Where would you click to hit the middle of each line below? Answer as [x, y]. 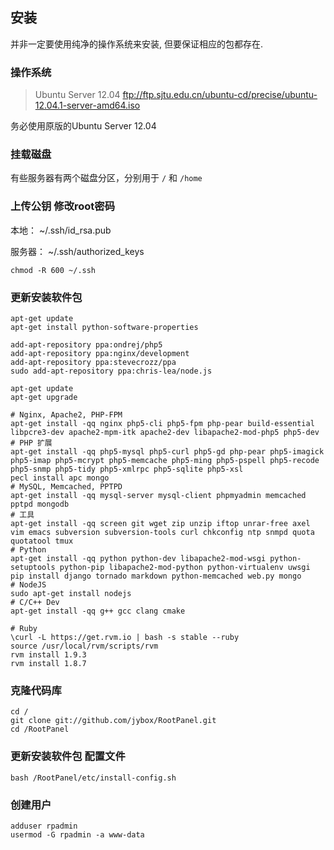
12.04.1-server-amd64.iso [87, 105]
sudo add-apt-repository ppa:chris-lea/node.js [111, 371]
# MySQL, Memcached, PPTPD [66, 487]
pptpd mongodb [40, 504]
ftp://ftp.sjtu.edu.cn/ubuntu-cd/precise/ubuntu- [220, 95]
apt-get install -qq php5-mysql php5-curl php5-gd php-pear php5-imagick [167, 452]
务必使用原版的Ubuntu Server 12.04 [83, 126]
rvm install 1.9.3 [48, 655]
